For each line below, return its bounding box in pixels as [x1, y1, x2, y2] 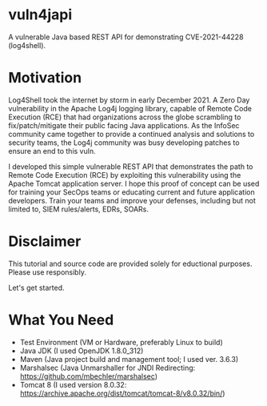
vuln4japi [8, 6, 73, 24]
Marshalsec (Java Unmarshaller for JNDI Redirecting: [19, 363, 196, 372]
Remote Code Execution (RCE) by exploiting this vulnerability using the [8, 170, 241, 179]
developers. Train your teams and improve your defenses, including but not [8, 195, 256, 205]
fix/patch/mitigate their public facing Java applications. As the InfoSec [8, 120, 240, 130]
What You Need [8, 311, 114, 329]
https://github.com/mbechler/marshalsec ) [19, 371, 158, 381]
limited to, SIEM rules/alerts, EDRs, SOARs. [8, 204, 149, 214]
